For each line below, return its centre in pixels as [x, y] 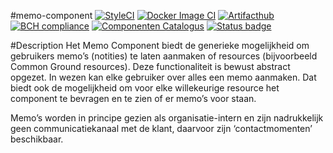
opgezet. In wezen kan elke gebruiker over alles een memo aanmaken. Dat [163, 77]
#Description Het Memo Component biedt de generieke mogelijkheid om [160, 45]
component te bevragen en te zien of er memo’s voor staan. [133, 98]
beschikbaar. [37, 139]
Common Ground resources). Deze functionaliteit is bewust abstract [150, 66]
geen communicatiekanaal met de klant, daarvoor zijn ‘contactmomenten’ [161, 128]
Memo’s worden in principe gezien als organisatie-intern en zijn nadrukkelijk [167, 118]
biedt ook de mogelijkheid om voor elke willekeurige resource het [145, 88]
